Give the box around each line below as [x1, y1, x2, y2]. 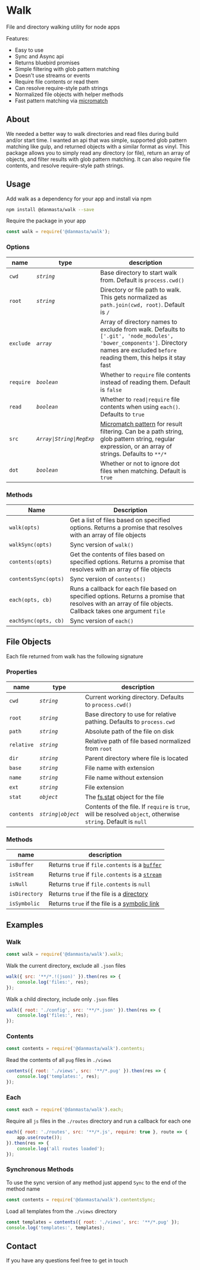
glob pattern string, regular [100, 435, 176, 443]
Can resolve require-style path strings [14, 84, 108, 91]
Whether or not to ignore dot [100, 459, 180, 467]
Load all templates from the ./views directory [6, 1207, 117, 1215]
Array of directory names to [100, 317, 177, 326]
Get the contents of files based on [70, 550, 165, 558]
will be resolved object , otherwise [85, 810, 180, 819]
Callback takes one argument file [70, 606, 165, 615]
